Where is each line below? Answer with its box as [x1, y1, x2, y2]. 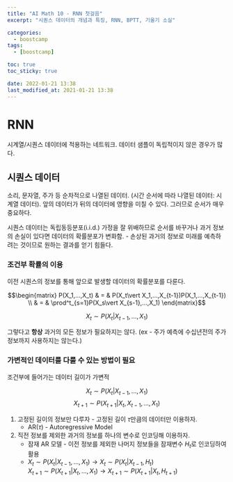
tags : [7, 42, 23, 49]
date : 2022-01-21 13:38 [7, 80, 77, 87]
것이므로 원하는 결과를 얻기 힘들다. [19, 241, 113, 249]
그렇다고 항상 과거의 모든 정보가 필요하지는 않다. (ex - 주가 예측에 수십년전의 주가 [7, 328, 227, 336]
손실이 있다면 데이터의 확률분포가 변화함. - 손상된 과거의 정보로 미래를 [14, 232, 203, 241]
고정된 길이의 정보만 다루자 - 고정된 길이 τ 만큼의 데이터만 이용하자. [17, 415, 198, 424]
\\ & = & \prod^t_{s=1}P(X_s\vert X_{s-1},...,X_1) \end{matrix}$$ [27, 298, 207, 307]
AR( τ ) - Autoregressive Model [27, 423, 113, 431]
